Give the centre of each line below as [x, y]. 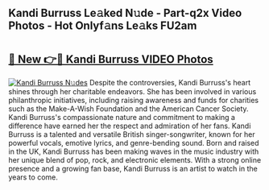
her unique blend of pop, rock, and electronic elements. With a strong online [135, 160]
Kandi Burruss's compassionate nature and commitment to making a [122, 117]
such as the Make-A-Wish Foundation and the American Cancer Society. [128, 109]
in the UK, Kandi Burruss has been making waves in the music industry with [134, 151]
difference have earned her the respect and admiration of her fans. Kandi [130, 126]
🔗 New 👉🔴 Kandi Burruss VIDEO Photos [111, 59]
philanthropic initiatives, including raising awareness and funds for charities [134, 100]
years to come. [33, 177]
